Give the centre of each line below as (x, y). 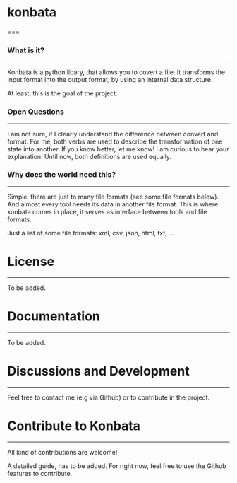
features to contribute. (40, 473)
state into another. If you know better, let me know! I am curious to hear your (118, 149)
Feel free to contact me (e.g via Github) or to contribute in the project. (109, 397)
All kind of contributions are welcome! (62, 452)
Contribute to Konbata (74, 426)
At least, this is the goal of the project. (62, 93)
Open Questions (36, 112)
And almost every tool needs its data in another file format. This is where (113, 204)
